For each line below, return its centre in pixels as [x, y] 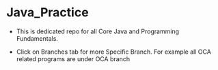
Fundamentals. [37, 38]
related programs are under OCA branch [73, 58]
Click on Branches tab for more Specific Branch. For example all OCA [113, 52]
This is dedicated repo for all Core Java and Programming [97, 31]
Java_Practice [48, 13]
